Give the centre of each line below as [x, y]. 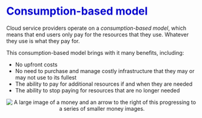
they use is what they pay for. [43, 41]
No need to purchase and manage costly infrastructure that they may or [105, 71]
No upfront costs [36, 64]
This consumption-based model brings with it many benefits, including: [95, 52]
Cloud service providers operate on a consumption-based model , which [96, 28]
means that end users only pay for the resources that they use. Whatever [98, 34]
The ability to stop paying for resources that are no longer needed [97, 90]
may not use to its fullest [46, 77]
